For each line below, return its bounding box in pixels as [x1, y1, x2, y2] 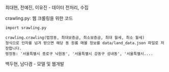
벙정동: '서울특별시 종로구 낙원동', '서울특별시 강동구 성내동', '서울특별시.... [5, 51, 154, 56]
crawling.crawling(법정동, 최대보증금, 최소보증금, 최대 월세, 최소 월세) [5, 35, 145, 40]
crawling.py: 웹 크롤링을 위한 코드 [5, 15, 73, 21]
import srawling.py [5, 25, 47, 30]
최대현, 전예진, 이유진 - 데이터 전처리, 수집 [5, 5, 89, 10]
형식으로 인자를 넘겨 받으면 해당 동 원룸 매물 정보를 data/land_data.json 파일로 [5, 41, 159, 46]
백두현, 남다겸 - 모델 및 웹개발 [5, 61, 65, 67]
